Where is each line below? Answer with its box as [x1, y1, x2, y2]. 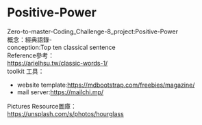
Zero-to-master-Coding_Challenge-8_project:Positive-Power [7, 27, 178, 36]
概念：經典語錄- [7, 36, 53, 44]
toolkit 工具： [7, 67, 45, 75]
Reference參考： [7, 51, 55, 59]
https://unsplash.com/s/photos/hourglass [7, 109, 125, 117]
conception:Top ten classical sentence [7, 43, 116, 51]
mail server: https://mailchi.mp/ [16, 87, 104, 96]
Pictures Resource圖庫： [7, 102, 77, 110]
